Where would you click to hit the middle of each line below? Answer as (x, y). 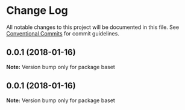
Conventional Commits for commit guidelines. (63, 33)
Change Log (37, 11)
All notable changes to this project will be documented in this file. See (93, 27)
